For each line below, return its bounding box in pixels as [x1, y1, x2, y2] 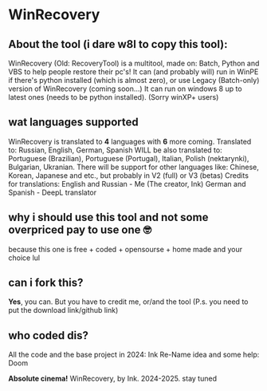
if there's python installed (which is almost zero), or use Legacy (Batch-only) [8, 76, 260, 85]
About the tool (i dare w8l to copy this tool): [8, 38, 228, 51]
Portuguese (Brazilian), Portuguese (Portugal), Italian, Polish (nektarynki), [8, 153, 249, 163]
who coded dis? [8, 329, 89, 342]
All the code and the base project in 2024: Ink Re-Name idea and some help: [8, 350, 260, 360]
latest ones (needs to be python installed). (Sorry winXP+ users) [8, 93, 219, 101]
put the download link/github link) [8, 306, 119, 315]
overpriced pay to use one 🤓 [8, 223, 152, 237]
